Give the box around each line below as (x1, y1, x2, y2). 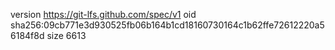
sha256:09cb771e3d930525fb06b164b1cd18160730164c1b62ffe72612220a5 (10, 19, 325, 31)
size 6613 (46, 30, 87, 41)
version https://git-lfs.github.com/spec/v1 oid (10, 9, 197, 20)
